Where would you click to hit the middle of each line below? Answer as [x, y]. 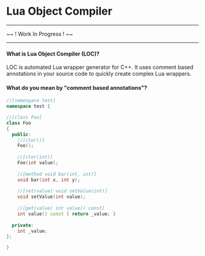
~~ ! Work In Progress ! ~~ [40, 34]
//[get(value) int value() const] [61, 208]
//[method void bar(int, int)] [57, 174]
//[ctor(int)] [35, 157]
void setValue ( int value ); [52, 197]
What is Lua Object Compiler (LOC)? [53, 54]
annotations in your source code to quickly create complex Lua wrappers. [99, 74]
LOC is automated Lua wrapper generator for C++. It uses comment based [100, 67]
